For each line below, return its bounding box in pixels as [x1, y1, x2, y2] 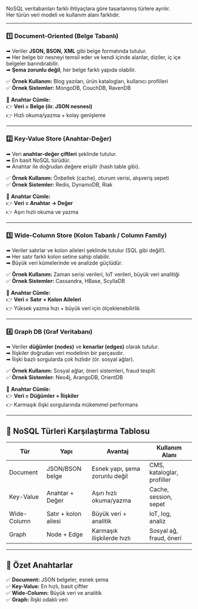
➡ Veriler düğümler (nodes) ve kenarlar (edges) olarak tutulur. [6, 343, 159, 350]
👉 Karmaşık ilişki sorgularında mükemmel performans [6, 401, 138, 408]
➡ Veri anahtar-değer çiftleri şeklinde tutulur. [6, 150, 117, 157]
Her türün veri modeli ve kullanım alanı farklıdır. [6, 11, 121, 18]
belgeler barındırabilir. [6, 60, 60, 67]
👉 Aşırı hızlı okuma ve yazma [6, 208, 78, 215]
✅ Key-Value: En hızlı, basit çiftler [6, 582, 88, 590]
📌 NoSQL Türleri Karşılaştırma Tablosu [6, 426, 150, 436]
